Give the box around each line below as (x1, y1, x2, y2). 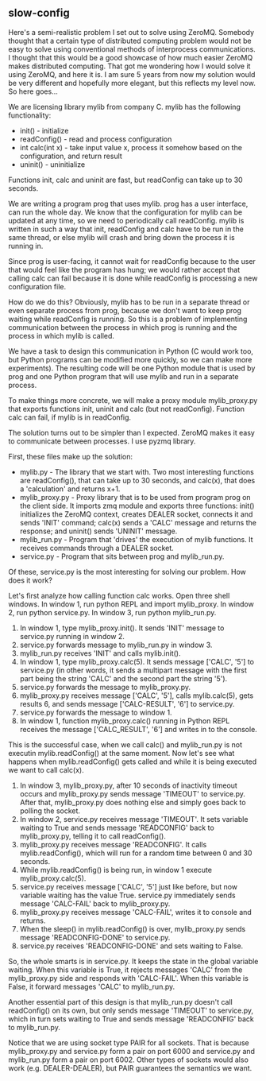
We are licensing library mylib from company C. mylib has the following (8, 102, 241, 111)
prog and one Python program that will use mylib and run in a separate (8, 371, 239, 381)
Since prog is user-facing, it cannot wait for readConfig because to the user (8, 256, 256, 265)
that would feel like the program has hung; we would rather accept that (8, 265, 241, 274)
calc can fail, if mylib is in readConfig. (8, 413, 132, 422)
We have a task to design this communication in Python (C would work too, (8, 346, 254, 356)
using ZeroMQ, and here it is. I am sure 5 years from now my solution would (8, 69, 256, 79)
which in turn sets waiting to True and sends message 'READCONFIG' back (8, 1013, 254, 1024)
